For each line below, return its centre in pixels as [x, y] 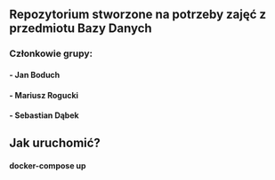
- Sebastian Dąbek [44, 115]
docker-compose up [48, 166]
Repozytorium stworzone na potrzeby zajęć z [138, 15]
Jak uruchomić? [55, 143]
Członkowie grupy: [51, 54]
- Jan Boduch [35, 74]
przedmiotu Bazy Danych [81, 29]
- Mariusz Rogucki [44, 95]
